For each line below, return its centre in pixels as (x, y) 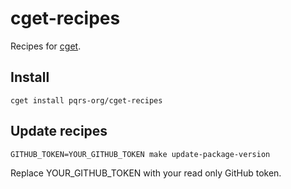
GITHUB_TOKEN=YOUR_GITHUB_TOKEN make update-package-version (140, 154)
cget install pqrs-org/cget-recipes (86, 100)
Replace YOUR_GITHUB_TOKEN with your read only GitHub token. (146, 173)
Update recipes (59, 131)
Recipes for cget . (46, 46)
